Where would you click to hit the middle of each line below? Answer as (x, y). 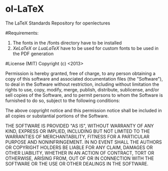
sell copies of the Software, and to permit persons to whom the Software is (84, 95)
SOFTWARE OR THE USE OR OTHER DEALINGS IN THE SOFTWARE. (77, 163)
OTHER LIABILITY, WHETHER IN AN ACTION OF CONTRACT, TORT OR (80, 153)
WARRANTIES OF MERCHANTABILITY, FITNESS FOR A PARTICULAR (77, 136)
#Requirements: (22, 33)
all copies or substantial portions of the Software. (57, 116)
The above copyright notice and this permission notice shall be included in (83, 110)
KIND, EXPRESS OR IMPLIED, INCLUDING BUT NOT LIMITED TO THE (78, 131)
